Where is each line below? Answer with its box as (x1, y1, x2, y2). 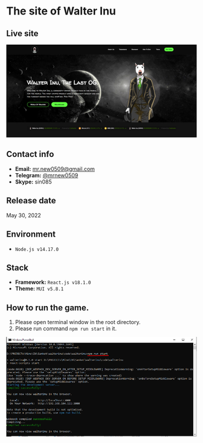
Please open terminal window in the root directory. (14, 319, 141, 326)
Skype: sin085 (14, 178, 53, 185)
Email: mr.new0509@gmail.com (14, 165, 95, 173)
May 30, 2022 (6, 211, 41, 218)
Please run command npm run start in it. (14, 325, 117, 333)
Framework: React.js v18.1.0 (14, 279, 91, 286)
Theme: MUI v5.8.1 (14, 285, 64, 292)
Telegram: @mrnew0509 (14, 171, 79, 179)
